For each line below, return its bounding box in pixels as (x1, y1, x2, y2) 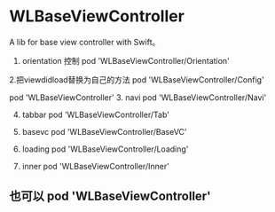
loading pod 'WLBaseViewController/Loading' (21, 144, 189, 154)
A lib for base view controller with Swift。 (9, 36, 161, 47)
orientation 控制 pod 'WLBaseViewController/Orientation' (21, 55, 231, 66)
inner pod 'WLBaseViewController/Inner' (21, 161, 170, 171)
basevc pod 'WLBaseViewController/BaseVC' (21, 126, 188, 137)
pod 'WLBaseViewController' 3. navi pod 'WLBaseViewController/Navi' (9, 91, 267, 103)
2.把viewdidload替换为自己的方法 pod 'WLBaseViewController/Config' (9, 74, 264, 85)
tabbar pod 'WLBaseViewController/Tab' (21, 109, 170, 120)
